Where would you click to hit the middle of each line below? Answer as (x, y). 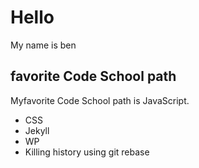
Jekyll (37, 130)
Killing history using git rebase (87, 152)
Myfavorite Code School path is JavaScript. (100, 100)
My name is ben (43, 45)
